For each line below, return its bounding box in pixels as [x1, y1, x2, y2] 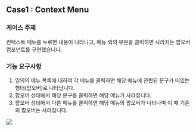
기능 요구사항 [6, 62, 42, 70]
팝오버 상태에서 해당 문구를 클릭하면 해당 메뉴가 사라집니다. [14, 92, 152, 99]
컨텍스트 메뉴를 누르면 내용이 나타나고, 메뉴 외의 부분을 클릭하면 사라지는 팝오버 [6, 38, 191, 45]
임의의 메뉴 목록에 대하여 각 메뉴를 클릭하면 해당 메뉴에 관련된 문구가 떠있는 [14, 77, 190, 84]
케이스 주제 [6, 24, 36, 32]
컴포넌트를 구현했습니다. [6, 46, 63, 53]
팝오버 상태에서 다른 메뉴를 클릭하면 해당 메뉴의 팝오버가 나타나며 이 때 [14, 99, 179, 106]
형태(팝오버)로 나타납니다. [14, 84, 75, 91]
